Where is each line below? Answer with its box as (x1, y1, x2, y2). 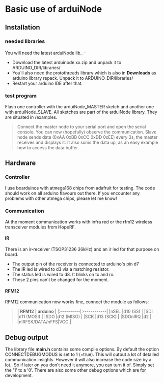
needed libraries (5, 38, 45, 45)
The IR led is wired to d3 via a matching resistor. (12, 266, 109, 272)
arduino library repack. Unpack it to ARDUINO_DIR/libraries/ (12, 75, 134, 81)
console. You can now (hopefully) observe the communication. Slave (17, 129, 157, 135)
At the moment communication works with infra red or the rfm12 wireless (5, 219, 153, 224)
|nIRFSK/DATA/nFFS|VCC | (17, 319, 71, 325)
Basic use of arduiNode (5, 3, 102, 15)
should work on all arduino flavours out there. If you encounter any (5, 190, 140, 196)
